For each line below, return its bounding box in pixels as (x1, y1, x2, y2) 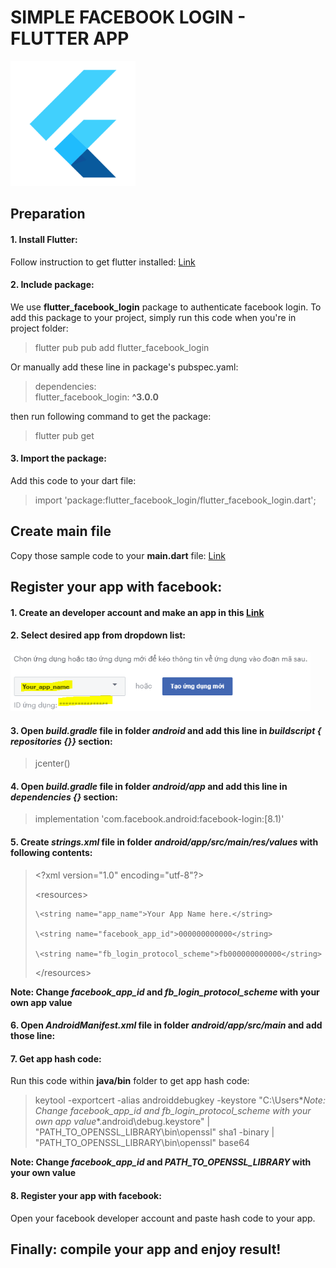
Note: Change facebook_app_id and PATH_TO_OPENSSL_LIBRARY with (10, 1156, 312, 1168)
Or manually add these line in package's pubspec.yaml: (10, 361, 239, 373)
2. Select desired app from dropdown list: (10, 629, 187, 641)
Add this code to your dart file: (10, 474, 137, 486)
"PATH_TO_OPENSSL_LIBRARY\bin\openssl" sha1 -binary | (34, 1126, 275, 1138)
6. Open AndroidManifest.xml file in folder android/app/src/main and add (10, 1019, 323, 1031)
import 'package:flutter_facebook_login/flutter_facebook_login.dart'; (34, 494, 317, 506)
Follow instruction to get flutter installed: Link (10, 256, 196, 268)
